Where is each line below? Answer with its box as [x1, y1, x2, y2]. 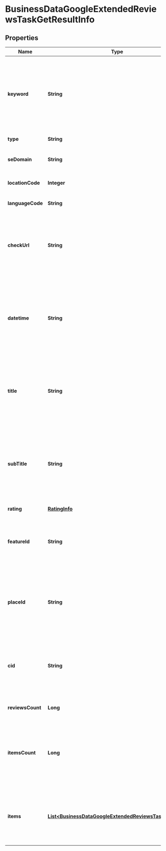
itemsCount [7, 749, 36, 756]
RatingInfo [47, 505, 73, 512]
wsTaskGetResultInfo [5, 14, 95, 25]
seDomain [7, 156, 32, 162]
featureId [7, 538, 30, 545]
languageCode [7, 200, 43, 206]
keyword [7, 90, 29, 97]
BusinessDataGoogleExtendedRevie [5, 3, 157, 15]
